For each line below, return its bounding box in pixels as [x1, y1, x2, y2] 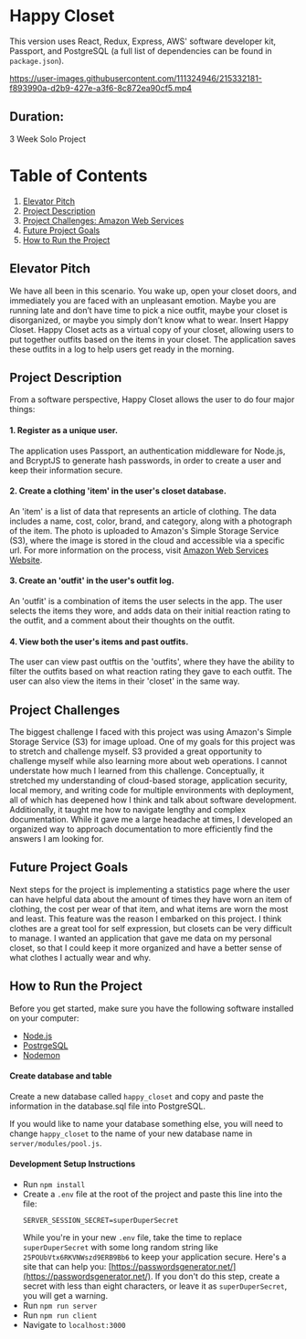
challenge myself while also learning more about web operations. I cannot [9, 755, 288, 766]
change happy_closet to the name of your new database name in [9, 1128, 253, 1139]
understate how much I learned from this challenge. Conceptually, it [9, 765, 265, 776]
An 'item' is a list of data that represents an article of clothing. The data [9, 505, 277, 516]
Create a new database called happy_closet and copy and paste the [9, 1090, 264, 1101]
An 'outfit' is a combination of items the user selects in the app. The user [9, 595, 283, 606]
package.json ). [9, 55, 65, 66]
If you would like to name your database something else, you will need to [9, 1118, 283, 1129]
